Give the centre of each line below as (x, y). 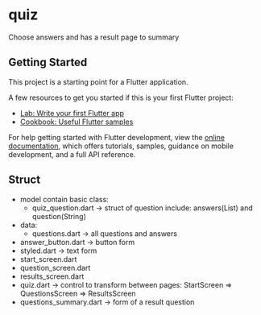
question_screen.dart (55, 267)
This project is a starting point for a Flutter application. (98, 81)
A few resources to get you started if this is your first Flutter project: (121, 97)
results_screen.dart (52, 276)
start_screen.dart (48, 259)
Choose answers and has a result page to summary (94, 37)
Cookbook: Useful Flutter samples (77, 122)
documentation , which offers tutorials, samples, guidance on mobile (121, 146)
